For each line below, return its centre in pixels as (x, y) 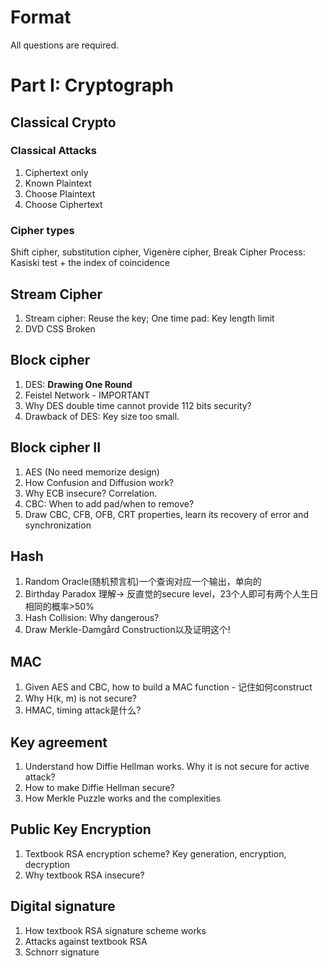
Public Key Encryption (81, 829)
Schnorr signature (62, 952)
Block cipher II (56, 447)
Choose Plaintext (60, 193)
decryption (47, 864)
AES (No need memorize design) (92, 472)
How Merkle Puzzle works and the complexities (123, 798)
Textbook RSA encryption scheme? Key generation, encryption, (155, 853)
